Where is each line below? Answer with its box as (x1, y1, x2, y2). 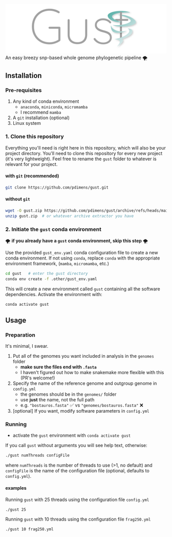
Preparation (5, 331, 36, 338)
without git (5, 196, 30, 202)
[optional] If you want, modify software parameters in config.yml (12, 408, 149, 414)
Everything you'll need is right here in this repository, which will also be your (5, 144, 166, 151)
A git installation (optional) (12, 115, 70, 121)
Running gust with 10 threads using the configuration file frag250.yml (5, 516, 151, 523)
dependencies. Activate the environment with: (5, 291, 102, 297)
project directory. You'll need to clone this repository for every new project (5, 150, 163, 156)
